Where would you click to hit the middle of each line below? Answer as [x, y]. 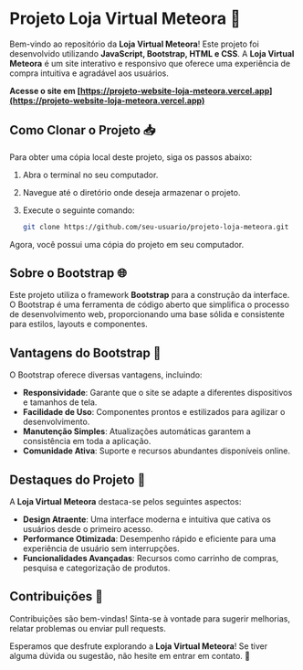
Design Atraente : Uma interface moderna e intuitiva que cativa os [146, 519]
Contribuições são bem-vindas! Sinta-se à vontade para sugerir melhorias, [150, 618]
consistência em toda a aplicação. [87, 441]
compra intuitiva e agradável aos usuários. [89, 73]
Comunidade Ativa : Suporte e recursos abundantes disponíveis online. [156, 451]
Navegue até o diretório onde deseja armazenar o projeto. [131, 192]
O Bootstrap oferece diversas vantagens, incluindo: [106, 375]
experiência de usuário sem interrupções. [101, 548]
